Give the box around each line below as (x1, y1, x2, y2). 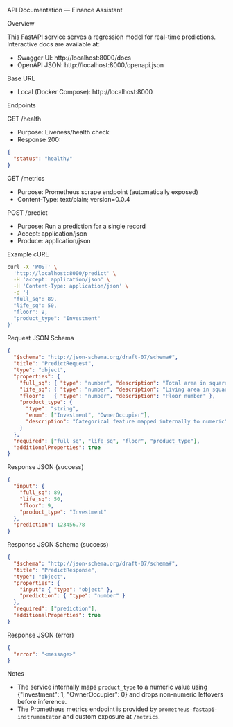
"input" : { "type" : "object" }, (19, 586, 113, 593)
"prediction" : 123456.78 (13, 521, 85, 529)
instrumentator (17, 714, 62, 721)
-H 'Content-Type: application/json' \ (13, 283, 129, 290)
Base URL (7, 74, 35, 82)
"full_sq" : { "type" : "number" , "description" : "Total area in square (19, 379, 228, 387)
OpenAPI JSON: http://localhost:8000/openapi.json (17, 61, 164, 69)
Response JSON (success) (7, 463, 85, 471)
